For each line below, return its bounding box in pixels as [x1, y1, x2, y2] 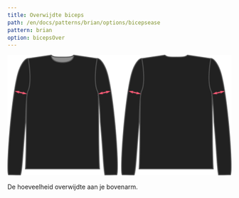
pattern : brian [7, 26, 53, 33]
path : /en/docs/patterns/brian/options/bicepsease [7, 19, 161, 26]
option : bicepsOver [7, 34, 65, 41]
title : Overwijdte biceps [7, 11, 84, 19]
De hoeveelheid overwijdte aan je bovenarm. [7, 182, 139, 192]
